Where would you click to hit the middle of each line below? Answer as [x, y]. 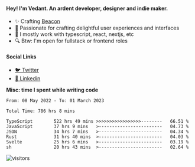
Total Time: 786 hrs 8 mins [41, 111]
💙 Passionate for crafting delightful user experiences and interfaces [97, 28]
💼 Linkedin [27, 78]
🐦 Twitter [27, 70]
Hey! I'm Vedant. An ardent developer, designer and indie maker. [87, 8]
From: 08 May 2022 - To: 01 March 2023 [55, 101]
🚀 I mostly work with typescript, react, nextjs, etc [74, 34]
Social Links [21, 57]
